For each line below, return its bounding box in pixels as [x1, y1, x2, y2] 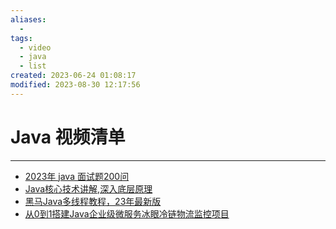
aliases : [10, 14, 47, 25]
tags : [10, 33, 33, 43]
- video [19, 42, 52, 53]
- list [19, 61, 47, 71]
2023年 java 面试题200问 [24, 170, 130, 182]
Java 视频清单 [10, 126, 126, 148]
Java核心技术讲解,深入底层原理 [24, 182, 153, 195]
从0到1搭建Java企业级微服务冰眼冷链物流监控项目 [24, 207, 230, 220]
